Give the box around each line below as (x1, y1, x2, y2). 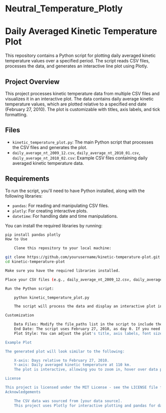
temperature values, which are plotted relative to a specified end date (5, 101, 147, 107)
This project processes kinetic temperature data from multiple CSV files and (5, 90, 160, 97)
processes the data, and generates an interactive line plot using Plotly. (5, 63, 148, 69)
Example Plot (5, 340, 32, 345)
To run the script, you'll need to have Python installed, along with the (5, 188, 145, 194)
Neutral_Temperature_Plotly (5, 3, 123, 14)
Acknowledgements (5, 389, 41, 394)
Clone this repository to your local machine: (14, 246, 112, 251)
